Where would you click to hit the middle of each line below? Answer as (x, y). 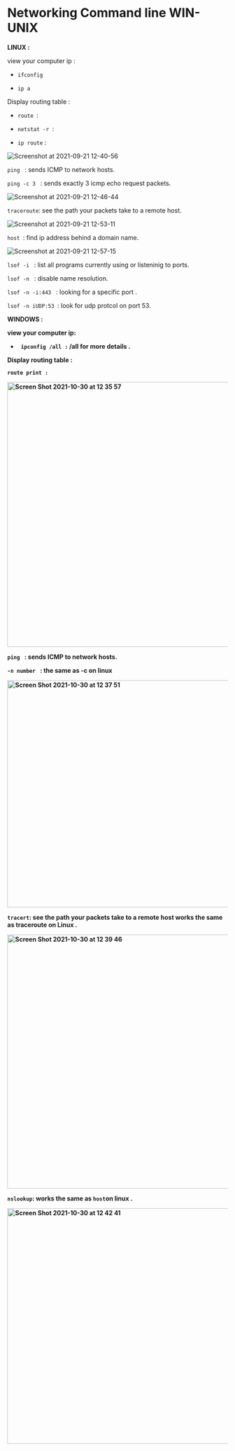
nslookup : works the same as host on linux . (70, 1198)
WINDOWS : (25, 319)
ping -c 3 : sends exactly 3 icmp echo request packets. (89, 183)
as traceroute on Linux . (42, 925)
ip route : (32, 142)
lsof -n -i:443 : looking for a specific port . (72, 292)
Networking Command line (87, 13)
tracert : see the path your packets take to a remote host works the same (115, 917)
